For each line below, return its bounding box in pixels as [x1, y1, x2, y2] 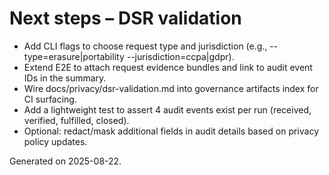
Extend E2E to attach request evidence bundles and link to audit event [23, 61, 313, 73]
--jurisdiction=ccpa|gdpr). [126, 50, 235, 62]
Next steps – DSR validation [9, 7, 242, 30]
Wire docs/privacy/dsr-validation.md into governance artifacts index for [23, 82, 319, 94]
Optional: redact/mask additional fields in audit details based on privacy [23, 125, 320, 137]
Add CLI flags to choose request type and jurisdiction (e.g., [23, 40, 268, 52]
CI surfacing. [23, 93, 77, 105]
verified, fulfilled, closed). [23, 114, 130, 126]
